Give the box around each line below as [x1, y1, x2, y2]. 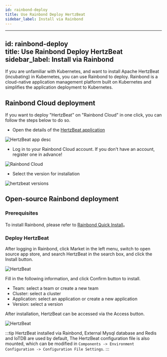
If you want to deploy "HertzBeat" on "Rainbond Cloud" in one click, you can [5, 112, 162, 118]
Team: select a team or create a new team [12, 285, 98, 291]
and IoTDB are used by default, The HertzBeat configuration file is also [5, 335, 150, 341]
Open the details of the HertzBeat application [12, 127, 105, 132]
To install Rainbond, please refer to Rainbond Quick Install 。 [5, 222, 128, 228]
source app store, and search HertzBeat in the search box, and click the [5, 251, 153, 257]
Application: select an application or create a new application [12, 296, 138, 302]
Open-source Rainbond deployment [5, 195, 119, 203]
